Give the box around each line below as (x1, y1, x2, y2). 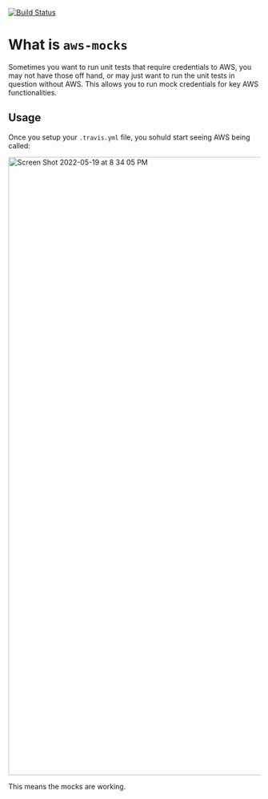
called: (8, 140, 30, 150)
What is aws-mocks (8, 36, 128, 54)
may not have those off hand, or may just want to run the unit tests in (8, 71, 235, 80)
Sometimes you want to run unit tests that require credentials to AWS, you (8, 62, 252, 71)
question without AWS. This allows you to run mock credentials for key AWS (8, 79, 258, 88)
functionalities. (8, 87, 58, 97)
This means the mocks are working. (8, 781, 126, 791)
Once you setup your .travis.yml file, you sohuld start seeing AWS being (8, 132, 250, 142)
